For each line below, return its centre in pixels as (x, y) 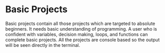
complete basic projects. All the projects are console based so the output (82, 40)
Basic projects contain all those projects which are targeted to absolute (80, 23)
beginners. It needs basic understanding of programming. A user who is (81, 29)
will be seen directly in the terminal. (43, 45)
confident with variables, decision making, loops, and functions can (77, 34)
